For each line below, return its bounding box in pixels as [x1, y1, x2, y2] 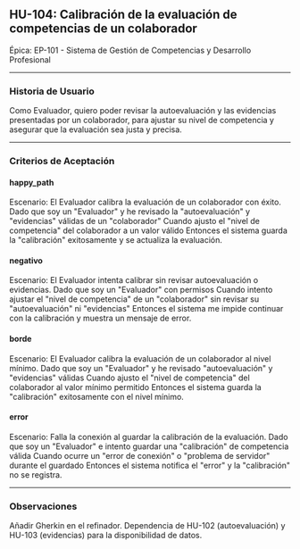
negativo [9, 254, 43, 266]
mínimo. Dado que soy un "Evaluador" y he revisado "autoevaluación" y [9, 362, 273, 373]
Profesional [9, 54, 52, 65]
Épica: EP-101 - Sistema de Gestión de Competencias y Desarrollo [9, 45, 252, 55]
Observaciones [9, 500, 78, 512]
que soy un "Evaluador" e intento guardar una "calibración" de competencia [9, 441, 289, 452]
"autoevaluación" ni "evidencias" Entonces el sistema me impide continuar [9, 304, 284, 314]
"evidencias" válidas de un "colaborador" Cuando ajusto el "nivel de [9, 216, 261, 227]
